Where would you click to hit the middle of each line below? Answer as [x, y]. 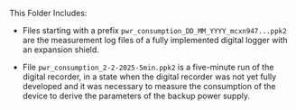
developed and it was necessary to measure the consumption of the [149, 86]
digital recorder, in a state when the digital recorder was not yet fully [149, 77]
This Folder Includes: [48, 13]
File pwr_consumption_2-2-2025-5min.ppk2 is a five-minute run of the [148, 67]
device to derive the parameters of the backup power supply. [136, 96]
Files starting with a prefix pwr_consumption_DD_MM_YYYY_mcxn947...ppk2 [154, 30]
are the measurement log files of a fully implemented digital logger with [155, 40]
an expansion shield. [60, 50]
